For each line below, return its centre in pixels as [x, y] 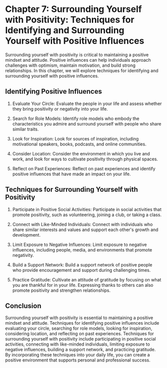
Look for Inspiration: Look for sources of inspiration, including [76, 138]
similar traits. [25, 129]
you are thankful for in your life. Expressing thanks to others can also [83, 285]
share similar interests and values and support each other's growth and [85, 230]
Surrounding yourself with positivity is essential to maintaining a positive [79, 318]
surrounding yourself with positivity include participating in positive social [81, 339]
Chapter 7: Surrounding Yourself [74, 9]
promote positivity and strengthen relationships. [61, 290]
